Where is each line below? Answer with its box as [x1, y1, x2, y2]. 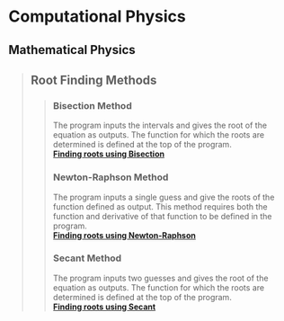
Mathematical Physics [8, 42, 136, 58]
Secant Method [52, 252, 122, 264]
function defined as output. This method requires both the [52, 201, 268, 212]
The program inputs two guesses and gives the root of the [52, 272, 269, 283]
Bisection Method [52, 99, 132, 111]
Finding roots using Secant [52, 301, 156, 312]
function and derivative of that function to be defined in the [52, 210, 272, 221]
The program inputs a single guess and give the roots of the [52, 192, 275, 202]
